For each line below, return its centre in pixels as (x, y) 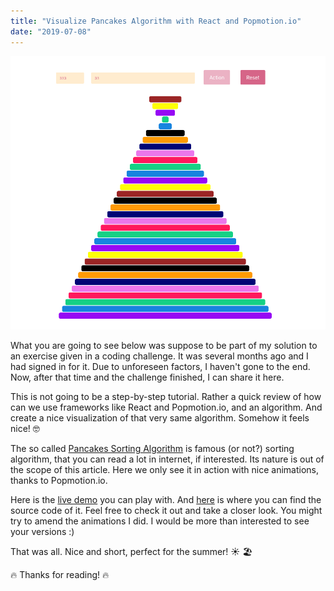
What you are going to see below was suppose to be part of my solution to (164, 345)
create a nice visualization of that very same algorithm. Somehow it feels (160, 417)
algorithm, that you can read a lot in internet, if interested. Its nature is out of (167, 459)
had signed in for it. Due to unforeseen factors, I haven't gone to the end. (160, 366)
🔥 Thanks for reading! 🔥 (60, 574)
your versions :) (42, 531)
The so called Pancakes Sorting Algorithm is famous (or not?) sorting (152, 448)
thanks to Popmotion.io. (59, 480)
